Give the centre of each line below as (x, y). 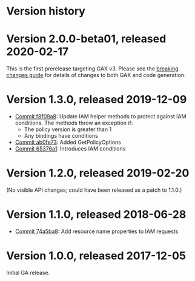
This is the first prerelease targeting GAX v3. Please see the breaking (92, 69)
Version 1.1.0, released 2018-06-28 (96, 215)
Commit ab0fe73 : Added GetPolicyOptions (68, 142)
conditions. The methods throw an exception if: (74, 123)
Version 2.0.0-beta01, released (86, 39)
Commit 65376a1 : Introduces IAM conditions (70, 149)
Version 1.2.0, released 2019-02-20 (98, 173)
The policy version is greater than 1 (68, 129)
